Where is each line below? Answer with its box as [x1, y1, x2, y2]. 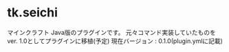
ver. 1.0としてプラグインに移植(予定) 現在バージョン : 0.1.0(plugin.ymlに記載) [7, 36, 223, 45]
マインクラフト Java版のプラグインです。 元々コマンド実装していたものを [7, 28, 217, 36]
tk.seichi [7, 5, 58, 21]
